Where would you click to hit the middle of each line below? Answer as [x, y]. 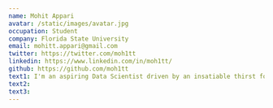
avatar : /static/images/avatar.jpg [69, 24]
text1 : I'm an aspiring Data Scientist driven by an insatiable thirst [132, 76]
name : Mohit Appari [41, 16]
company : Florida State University [69, 39]
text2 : [19, 84]
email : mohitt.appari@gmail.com [63, 46]
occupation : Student [43, 31]
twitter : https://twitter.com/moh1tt [72, 54]
